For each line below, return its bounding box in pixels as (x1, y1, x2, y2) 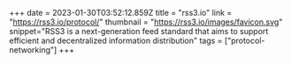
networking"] (9, 45, 57, 55)
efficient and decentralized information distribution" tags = (9, 35, 223, 46)
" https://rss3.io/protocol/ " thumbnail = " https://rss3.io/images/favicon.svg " (9, 17, 283, 27)
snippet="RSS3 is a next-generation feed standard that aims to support (9, 26, 269, 36)
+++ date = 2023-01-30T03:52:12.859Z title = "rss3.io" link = (9, 8, 233, 18)
